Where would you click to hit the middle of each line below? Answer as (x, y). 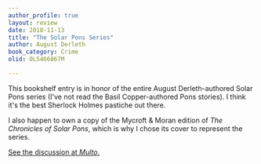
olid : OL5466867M (36, 60)
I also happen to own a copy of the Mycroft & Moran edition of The (116, 120)
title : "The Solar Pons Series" (61, 37)
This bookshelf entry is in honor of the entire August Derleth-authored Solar (130, 88)
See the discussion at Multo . (54, 152)
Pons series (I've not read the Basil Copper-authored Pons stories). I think (127, 97)
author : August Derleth (47, 45)
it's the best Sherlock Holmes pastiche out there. (87, 105)
